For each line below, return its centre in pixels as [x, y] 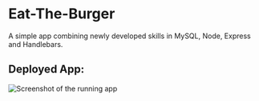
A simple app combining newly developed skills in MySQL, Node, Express [129, 36]
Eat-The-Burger [62, 14]
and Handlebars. [36, 44]
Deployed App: [47, 70]
